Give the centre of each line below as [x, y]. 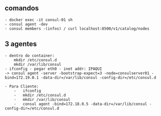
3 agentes [21, 44]
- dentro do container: [30, 55]
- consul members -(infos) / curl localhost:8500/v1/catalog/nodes [77, 29]
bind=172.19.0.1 [22, 77]
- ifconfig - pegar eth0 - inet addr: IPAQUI [53, 69]
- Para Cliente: [22, 86]
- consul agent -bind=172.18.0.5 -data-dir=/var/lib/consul [80, 104]
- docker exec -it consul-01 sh [39, 20]
